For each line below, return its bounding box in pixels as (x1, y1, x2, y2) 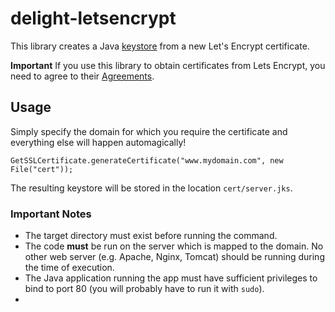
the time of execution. (24, 262, 115, 274)
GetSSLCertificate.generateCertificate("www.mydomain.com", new (10, 155, 284, 166)
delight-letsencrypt (10, 7, 177, 30)
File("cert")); (10, 164, 74, 174)
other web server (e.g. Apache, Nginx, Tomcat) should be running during (24, 251, 325, 263)
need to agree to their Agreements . (10, 70, 155, 82)
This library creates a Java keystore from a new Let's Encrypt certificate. (10, 40, 310, 52)
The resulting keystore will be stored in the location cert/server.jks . (10, 182, 293, 194)
